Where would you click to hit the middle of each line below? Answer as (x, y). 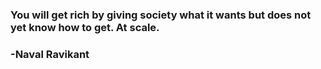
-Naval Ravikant (50, 54)
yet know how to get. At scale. (85, 27)
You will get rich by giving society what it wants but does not (161, 15)
